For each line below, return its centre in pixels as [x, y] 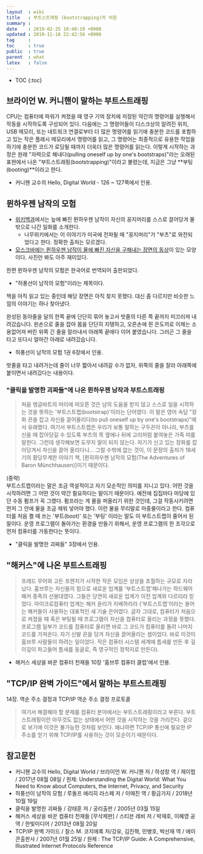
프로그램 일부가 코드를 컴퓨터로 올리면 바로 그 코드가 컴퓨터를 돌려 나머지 [107, 627]
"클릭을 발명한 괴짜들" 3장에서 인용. [57, 544]
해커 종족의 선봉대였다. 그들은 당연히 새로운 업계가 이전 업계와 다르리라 [104, 596]
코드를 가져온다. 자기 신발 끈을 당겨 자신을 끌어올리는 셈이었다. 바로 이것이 [108, 634]
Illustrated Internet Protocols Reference [64, 845]
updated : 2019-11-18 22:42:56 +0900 [54, 35]
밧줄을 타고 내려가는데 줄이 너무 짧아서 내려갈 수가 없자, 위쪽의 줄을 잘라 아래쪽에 [101, 365]
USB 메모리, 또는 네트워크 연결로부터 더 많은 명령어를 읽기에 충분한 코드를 [93, 132]
